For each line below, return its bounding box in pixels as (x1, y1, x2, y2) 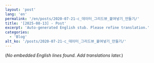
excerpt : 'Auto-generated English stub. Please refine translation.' (5, 25, 150, 30)
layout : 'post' (5, 7, 36, 12)
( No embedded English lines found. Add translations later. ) (5, 52, 123, 58)
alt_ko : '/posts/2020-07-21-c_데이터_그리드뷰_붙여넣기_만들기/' (5, 39, 127, 44)
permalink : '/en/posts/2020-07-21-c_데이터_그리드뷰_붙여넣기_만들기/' (5, 16, 140, 21)
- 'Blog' (9, 35, 27, 40)
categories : (5, 30, 29, 35)
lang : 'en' (5, 12, 27, 17)
